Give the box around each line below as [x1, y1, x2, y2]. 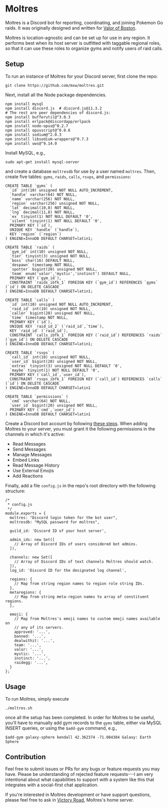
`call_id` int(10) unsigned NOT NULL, [10, 354, 91, 359]
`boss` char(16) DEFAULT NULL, [10, 258, 75, 263]
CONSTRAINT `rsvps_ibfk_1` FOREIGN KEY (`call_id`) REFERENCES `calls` [10, 376, 163, 381]
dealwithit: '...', [14, 638, 55, 643]
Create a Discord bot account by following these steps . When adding [5, 420, 148, 427]
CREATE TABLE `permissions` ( [5, 394, 69, 399]
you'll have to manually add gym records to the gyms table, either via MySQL [5, 720, 162, 726]
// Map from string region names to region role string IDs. [14, 581, 144, 586]
